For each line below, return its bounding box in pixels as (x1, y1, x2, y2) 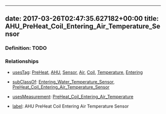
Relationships (5, 58, 39, 65)
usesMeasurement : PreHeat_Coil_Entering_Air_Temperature (12, 93, 133, 99)
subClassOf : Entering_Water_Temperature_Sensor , (12, 78, 115, 84)
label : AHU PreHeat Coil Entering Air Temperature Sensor (12, 103, 129, 109)
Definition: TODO (5, 45, 47, 52)
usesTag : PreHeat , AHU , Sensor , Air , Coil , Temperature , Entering (12, 69, 143, 75)
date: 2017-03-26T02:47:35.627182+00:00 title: (5, 14, 159, 23)
